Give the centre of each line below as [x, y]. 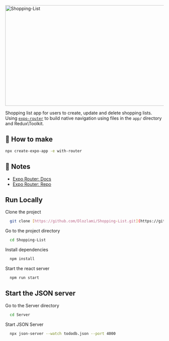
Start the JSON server [40, 293]
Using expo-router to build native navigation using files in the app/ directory [83, 118]
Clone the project [23, 212]
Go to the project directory [33, 231]
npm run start [24, 278]
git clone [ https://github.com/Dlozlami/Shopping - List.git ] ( [75, 221]
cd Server [20, 315]
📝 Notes [18, 167]
